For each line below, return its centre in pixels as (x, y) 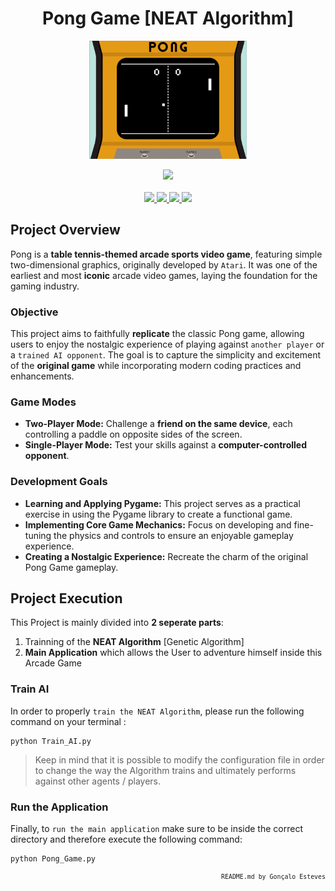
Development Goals (59, 482)
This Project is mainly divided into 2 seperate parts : (117, 623)
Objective (34, 312)
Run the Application (59, 807)
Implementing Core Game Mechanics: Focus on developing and (158, 524)
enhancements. (42, 376)
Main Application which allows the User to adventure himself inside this (173, 653)
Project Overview (65, 230)
